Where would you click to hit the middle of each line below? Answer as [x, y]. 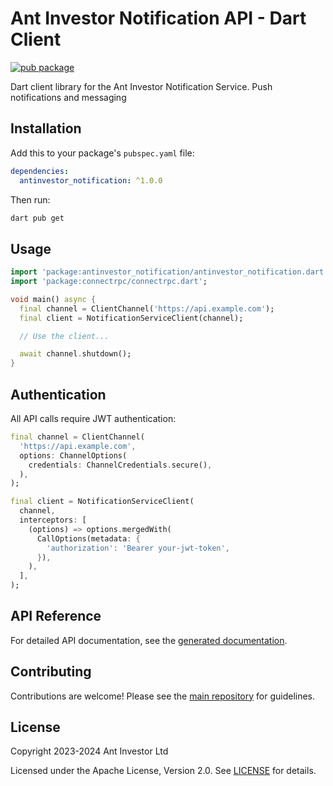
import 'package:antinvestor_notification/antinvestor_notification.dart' [169, 272]
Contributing [51, 672]
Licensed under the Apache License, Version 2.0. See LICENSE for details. [163, 771]
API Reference [56, 616]
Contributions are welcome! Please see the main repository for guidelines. [163, 696]
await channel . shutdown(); [75, 354]
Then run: [30, 199]
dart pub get [37, 218]
